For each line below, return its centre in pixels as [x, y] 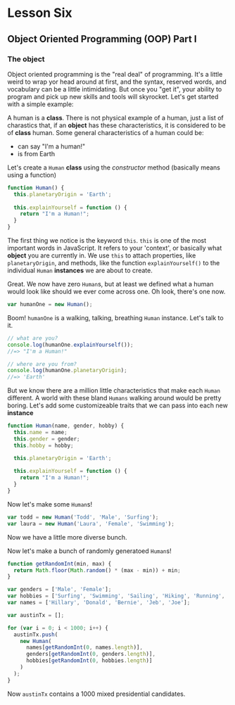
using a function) [32, 174]
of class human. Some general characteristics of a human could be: [106, 132]
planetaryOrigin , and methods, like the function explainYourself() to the [114, 263]
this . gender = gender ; [47, 439]
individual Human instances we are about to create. [80, 270]
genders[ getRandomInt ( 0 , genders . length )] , [91, 654]
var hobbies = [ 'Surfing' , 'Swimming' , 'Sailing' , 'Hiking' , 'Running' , [116, 596]
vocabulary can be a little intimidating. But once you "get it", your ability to [115, 89]
